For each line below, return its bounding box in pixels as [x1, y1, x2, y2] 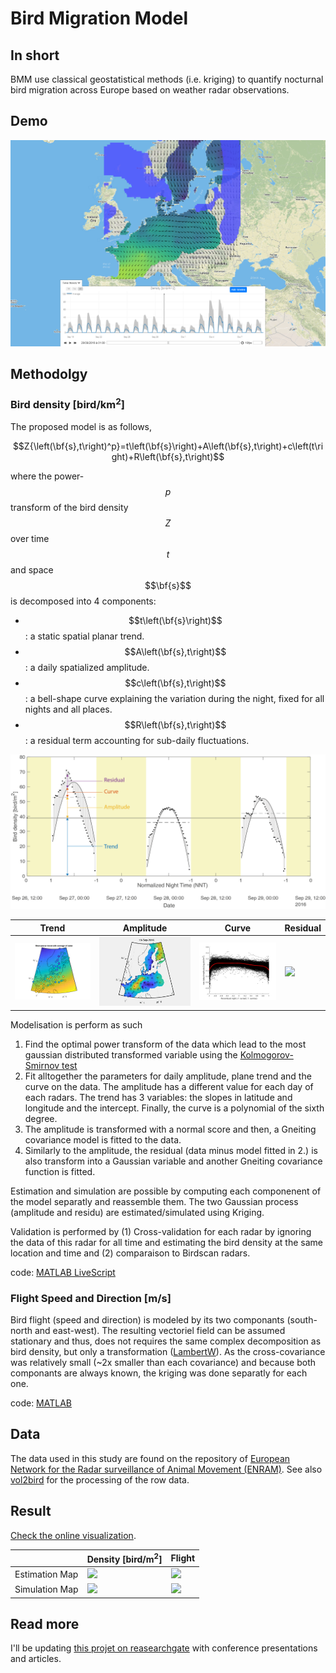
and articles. [10, 1653, 62, 1665]
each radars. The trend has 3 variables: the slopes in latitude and [24, 1091, 293, 1103]
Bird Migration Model [10, 7, 189, 30]
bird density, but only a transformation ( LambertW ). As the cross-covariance [10, 1345, 326, 1357]
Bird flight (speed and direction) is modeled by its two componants [10, 1313, 285, 1326]
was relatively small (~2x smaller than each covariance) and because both [10, 1356, 317, 1368]
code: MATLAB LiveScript [10, 1266, 116, 1278]
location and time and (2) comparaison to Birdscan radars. [10, 1247, 251, 1259]
